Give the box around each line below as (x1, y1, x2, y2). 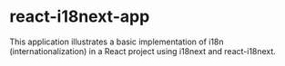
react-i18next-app (9, 6, 150, 27)
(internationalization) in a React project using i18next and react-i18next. (9, 45, 276, 56)
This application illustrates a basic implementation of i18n (9, 36, 225, 47)
